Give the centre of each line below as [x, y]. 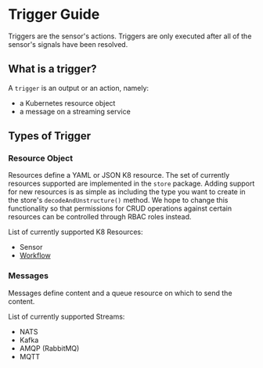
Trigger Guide [54, 14]
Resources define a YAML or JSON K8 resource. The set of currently [119, 175]
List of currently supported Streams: [67, 316]
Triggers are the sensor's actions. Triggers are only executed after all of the [130, 36]
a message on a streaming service [75, 111]
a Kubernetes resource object [67, 103]
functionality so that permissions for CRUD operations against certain [120, 208]
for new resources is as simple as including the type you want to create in [127, 192]
